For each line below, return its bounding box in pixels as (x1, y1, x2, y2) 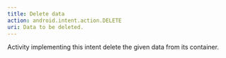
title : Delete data (7, 10, 65, 18)
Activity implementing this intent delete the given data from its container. (7, 43, 220, 52)
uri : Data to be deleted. (7, 23, 84, 30)
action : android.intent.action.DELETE (7, 17, 122, 24)
